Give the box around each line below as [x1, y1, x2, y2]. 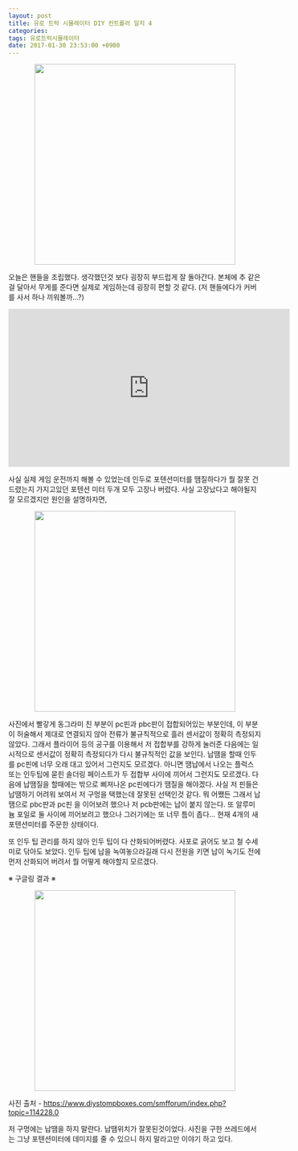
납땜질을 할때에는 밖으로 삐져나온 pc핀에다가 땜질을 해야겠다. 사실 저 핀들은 [22, 779, 259, 789]
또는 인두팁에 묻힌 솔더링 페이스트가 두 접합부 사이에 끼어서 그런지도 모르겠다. [8, 770, 251, 779]
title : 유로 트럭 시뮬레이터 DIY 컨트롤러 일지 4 [8, 19, 153, 27]
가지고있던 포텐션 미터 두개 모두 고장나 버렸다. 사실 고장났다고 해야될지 [35, 485, 257, 494]
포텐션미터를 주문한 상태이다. [8, 820, 99, 829]
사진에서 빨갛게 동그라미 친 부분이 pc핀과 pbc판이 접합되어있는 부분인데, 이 [8, 719, 243, 729]
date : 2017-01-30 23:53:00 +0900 [8, 42, 120, 50]
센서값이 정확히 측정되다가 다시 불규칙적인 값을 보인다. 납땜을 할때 [35, 750, 243, 759]
